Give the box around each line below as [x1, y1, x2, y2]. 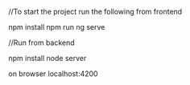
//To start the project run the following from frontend [8, 7, 183, 16]
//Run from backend [8, 38, 75, 47]
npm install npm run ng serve [8, 22, 105, 31]
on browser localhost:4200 [8, 69, 98, 79]
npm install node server [8, 54, 87, 63]
